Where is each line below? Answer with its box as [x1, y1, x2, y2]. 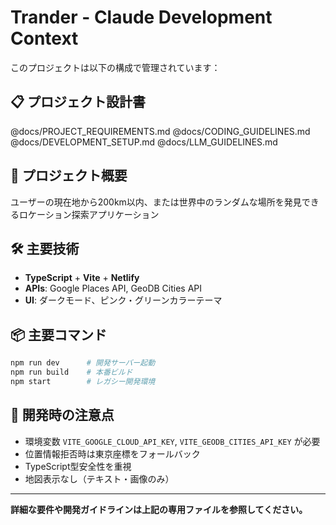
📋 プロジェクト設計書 [10, 94, 147, 111]
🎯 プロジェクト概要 [10, 167, 128, 185]
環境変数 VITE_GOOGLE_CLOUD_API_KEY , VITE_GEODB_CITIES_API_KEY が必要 [24, 435, 321, 447]
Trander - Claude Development [10, 6, 273, 29]
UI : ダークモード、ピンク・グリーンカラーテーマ [24, 294, 223, 306]
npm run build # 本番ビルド [10, 367, 133, 378]
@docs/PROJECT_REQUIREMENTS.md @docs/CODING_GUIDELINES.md [10, 125, 311, 137]
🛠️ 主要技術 [10, 240, 80, 257]
